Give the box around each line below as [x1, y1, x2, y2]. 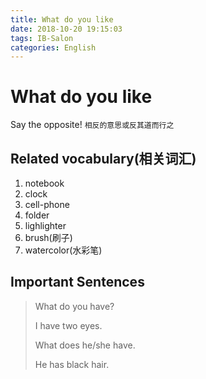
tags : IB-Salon [10, 33, 74, 43]
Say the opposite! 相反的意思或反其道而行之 [10, 119, 175, 131]
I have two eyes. [34, 319, 103, 331]
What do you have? [34, 300, 115, 312]
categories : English [10, 42, 97, 53]
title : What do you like [10, 14, 114, 25]
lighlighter [24, 220, 67, 231]
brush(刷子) [24, 232, 73, 243]
